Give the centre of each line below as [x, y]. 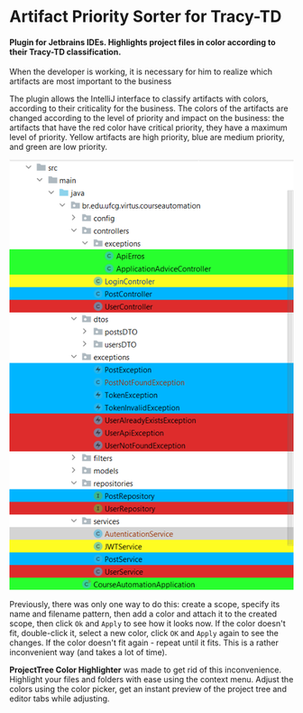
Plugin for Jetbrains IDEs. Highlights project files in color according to [143, 42]
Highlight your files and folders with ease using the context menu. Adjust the [151, 679]
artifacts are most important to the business [91, 81]
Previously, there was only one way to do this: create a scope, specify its [145, 604]
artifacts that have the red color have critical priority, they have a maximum [149, 127]
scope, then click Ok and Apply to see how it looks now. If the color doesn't [147, 623]
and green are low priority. [59, 147]
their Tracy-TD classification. [65, 52]
